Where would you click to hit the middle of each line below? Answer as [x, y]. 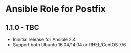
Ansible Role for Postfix [56, 9]
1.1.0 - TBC [22, 28]
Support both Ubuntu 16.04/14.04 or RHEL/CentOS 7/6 [69, 45]
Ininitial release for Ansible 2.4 [44, 39]
